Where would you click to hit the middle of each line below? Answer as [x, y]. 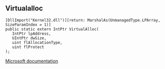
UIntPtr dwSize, [29, 38]
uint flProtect [28, 47]
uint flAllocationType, [37, 42]
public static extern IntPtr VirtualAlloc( [52, 29]
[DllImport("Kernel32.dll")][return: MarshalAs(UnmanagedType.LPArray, [83, 20]
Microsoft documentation [32, 61]
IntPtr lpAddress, [32, 33]
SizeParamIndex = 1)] [28, 25]
